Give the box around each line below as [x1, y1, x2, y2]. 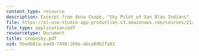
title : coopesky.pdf [6, 36, 57, 41]
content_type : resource [6, 8, 65, 15]
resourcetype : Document [6, 30, 65, 36]
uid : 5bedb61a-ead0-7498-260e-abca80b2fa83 [6, 41, 115, 47]
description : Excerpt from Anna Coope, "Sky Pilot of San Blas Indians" [6, 14, 190, 20]
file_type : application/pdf [6, 24, 76, 31]
